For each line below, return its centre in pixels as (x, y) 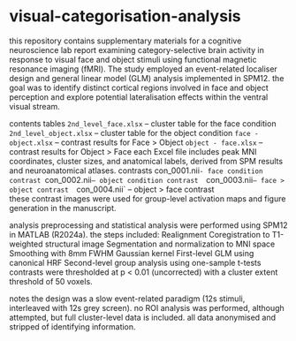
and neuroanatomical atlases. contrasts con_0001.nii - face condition (136, 170)
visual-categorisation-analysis (125, 16)
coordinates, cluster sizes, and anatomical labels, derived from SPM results (146, 161)
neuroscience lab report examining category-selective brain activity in (137, 49)
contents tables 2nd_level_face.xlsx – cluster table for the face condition (143, 123)
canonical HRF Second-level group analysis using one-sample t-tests (135, 262)
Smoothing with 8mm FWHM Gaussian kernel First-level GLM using (132, 253)
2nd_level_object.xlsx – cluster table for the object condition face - (134, 133)
